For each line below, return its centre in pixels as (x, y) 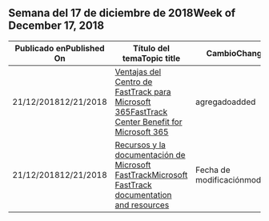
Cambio (221, 53)
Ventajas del (138, 71)
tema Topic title (151, 58)
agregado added (226, 102)
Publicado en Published (60, 48)
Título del (151, 48)
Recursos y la (141, 145)
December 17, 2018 (56, 26)
